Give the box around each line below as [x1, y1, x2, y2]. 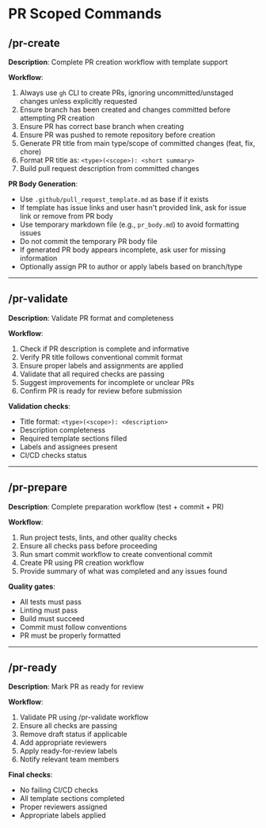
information [19, 254, 58, 262]
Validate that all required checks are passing [19, 369, 165, 379]
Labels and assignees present [19, 441, 118, 452]
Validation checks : [8, 401, 71, 410]
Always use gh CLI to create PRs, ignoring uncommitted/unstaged [19, 88, 234, 97]
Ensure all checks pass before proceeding [19, 540, 158, 551]
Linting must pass [19, 605, 78, 615]
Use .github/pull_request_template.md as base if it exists [19, 195, 209, 204]
